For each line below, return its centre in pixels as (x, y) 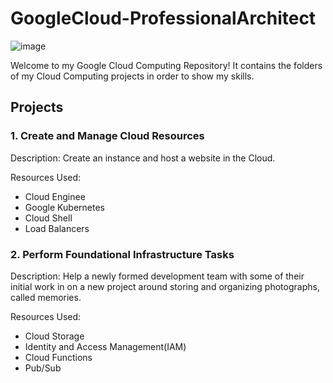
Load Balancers (57, 228)
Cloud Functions (58, 357)
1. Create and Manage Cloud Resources (107, 136)
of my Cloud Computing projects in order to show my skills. (132, 76)
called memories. (46, 297)
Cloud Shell (48, 218)
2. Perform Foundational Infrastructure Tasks (122, 254)
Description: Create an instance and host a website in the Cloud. (143, 158)
